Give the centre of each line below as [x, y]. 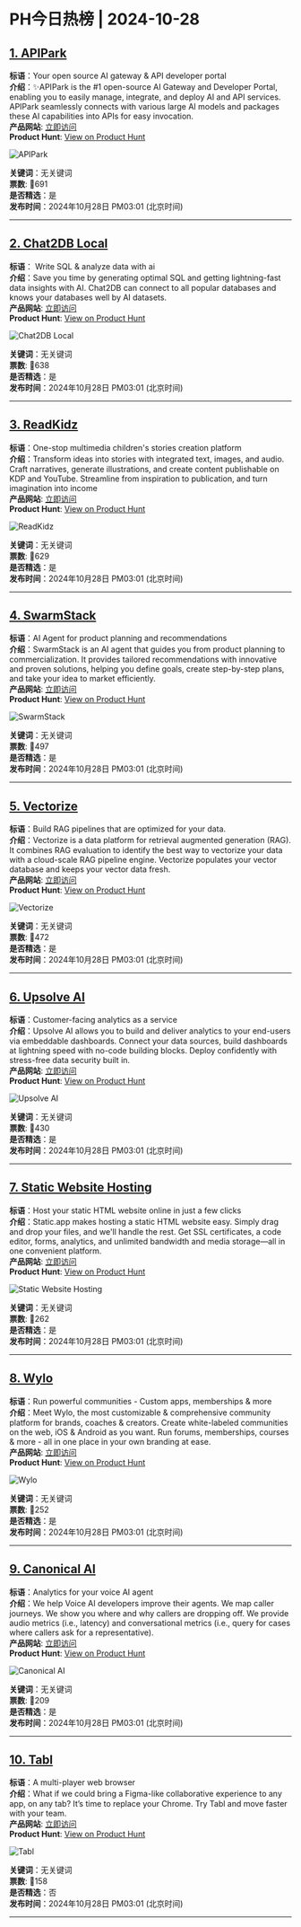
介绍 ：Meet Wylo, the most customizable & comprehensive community [140, 1412]
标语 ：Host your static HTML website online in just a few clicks [125, 1210]
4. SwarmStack [53, 616]
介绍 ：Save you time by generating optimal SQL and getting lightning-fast [145, 277]
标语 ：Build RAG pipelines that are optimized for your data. [118, 829]
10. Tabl [31, 1760]
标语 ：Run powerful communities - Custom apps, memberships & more [141, 1401]
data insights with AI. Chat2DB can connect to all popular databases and [143, 287]
